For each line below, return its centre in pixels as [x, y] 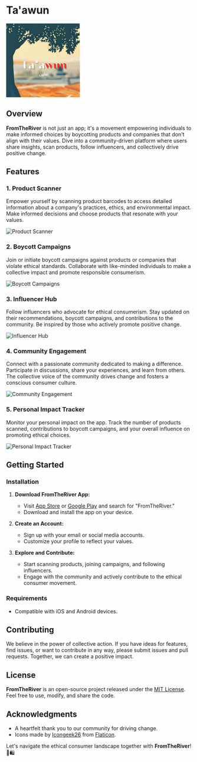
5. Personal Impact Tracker [45, 410]
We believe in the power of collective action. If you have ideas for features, [97, 644]
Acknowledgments [42, 714]
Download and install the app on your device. [78, 512]
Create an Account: [39, 524]
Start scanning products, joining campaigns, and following [94, 564]
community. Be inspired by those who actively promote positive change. [94, 325]
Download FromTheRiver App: [52, 495]
